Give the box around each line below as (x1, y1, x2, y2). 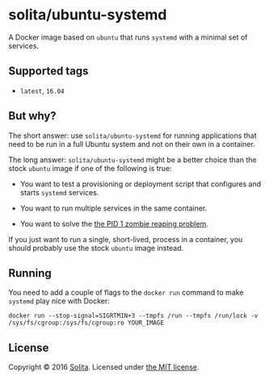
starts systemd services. (19, 187, 99, 197)
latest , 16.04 (19, 86, 65, 95)
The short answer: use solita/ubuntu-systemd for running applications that (8, 131, 257, 140)
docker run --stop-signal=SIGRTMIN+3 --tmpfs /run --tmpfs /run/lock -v (8, 312, 258, 320)
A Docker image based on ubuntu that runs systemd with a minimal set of (8, 32, 248, 42)
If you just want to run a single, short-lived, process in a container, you (8, 234, 243, 244)
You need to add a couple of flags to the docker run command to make (8, 288, 244, 298)
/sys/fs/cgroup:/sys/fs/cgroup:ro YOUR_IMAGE (8, 319, 164, 328)
